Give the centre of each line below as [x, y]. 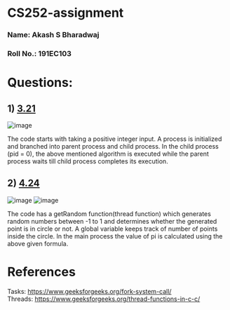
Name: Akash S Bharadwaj [53, 35]
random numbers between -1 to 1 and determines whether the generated [112, 221]
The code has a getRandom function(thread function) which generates [109, 214]
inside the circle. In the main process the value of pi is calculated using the [115, 236]
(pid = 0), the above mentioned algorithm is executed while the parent [108, 154]
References [41, 272]
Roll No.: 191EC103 [40, 54]
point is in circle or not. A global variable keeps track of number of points [113, 229]
